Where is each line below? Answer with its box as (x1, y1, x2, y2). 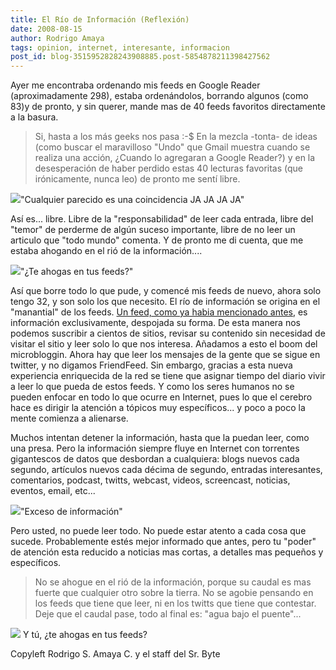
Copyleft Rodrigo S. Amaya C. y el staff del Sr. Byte (10, 648, 221, 660)
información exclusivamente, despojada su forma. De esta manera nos (10, 317, 301, 329)
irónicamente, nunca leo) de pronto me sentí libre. (34, 173, 241, 185)
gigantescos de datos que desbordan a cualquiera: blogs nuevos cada (10, 453, 300, 465)
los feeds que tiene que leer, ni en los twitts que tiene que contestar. (34, 597, 317, 610)
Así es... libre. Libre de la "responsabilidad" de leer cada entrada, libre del (10, 213, 314, 225)
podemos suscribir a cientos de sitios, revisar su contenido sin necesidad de (10, 327, 326, 340)
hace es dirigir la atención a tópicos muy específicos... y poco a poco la (10, 402, 306, 414)
